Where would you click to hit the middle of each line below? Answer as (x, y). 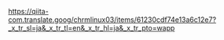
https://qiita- (28, 11)
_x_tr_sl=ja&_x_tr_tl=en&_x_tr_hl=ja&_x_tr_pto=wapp (92, 28)
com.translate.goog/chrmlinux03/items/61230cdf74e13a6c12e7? (112, 20)
